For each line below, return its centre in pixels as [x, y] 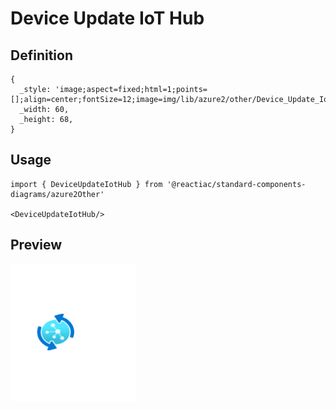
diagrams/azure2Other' [57, 194]
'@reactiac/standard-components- [236, 184]
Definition [41, 55]
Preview [36, 245]
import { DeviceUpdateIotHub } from [86, 184]
